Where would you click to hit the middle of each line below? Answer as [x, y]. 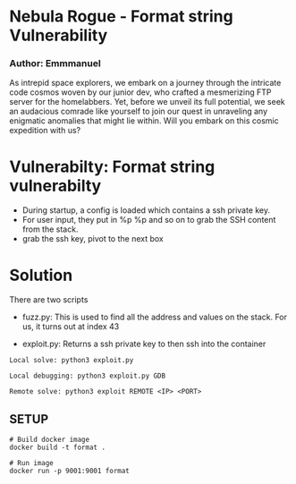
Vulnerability [59, 35]
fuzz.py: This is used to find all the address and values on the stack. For [155, 317]
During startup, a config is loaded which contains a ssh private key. [146, 210]
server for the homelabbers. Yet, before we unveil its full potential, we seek [148, 102]
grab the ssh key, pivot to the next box [93, 239]
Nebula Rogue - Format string [122, 17]
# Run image [31, 463]
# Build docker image [50, 440]
